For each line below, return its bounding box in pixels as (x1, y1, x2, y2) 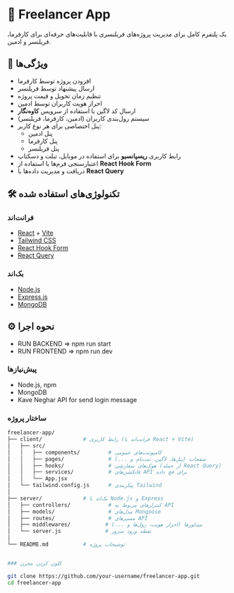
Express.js (17, 293, 48, 301)
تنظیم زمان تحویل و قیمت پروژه (17, 91, 101, 100)
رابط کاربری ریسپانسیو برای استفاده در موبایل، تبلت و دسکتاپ (17, 151, 181, 160)
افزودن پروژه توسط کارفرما (17, 76, 92, 85)
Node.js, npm (17, 380, 57, 389)
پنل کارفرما (27, 136, 58, 145)
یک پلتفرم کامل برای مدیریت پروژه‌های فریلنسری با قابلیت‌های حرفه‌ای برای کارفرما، (7, 30, 227, 38)
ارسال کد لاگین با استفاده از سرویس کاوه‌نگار (17, 106, 136, 115)
